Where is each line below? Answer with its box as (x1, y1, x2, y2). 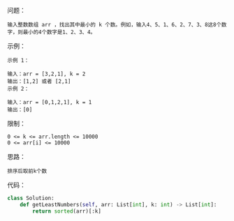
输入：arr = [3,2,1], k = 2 (7, 70, 86, 77)
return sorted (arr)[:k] (32, 208, 101, 215)
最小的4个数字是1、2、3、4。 (22, 29, 96, 36)
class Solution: (7, 195, 54, 201)
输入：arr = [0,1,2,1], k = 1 (7, 99, 92, 106)
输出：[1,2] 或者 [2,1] (7, 78, 71, 85)
